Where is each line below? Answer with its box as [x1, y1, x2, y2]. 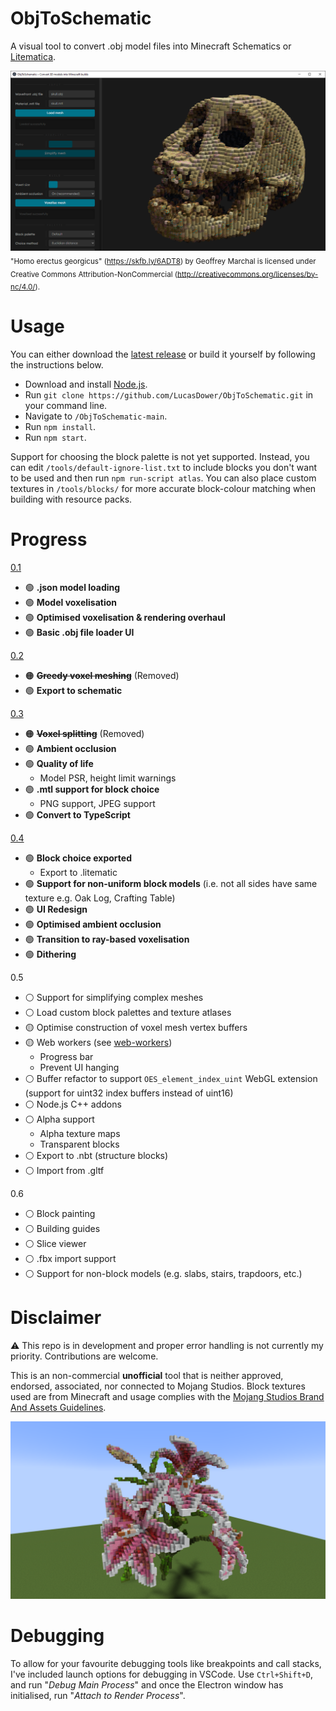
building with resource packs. [10, 493, 133, 506]
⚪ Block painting [24, 1208, 96, 1220]
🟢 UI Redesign [24, 903, 88, 916]
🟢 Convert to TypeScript [24, 809, 131, 821]
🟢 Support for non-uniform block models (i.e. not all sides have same [24, 878, 318, 890]
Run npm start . [24, 432, 87, 444]
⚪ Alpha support [24, 1113, 95, 1126]
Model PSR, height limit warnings [39, 772, 177, 784]
